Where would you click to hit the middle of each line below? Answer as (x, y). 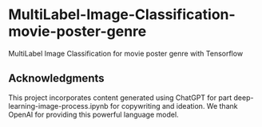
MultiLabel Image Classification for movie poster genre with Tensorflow (126, 53)
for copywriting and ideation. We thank (174, 106)
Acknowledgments (57, 78)
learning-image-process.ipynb (59, 106)
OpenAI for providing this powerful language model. (93, 114)
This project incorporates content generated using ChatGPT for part (120, 98)
